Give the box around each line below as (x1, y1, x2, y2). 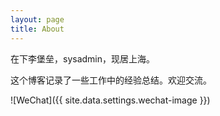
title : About (10, 24, 65, 34)
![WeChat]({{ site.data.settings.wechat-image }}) (10, 94, 211, 106)
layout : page (10, 14, 65, 25)
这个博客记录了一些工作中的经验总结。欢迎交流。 (10, 74, 212, 86)
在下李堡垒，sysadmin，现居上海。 (10, 52, 156, 65)
